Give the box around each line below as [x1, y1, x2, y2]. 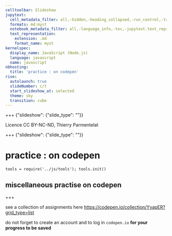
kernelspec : [5, 46, 31, 51]
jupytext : [5, 12, 27, 17]
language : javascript [10, 55, 56, 60]
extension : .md [14, 36, 47, 41]
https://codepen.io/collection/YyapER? [83, 204, 165, 210]
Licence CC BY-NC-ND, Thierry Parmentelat [5, 122, 99, 128]
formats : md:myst [10, 22, 47, 27]
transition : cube [10, 98, 47, 103]
